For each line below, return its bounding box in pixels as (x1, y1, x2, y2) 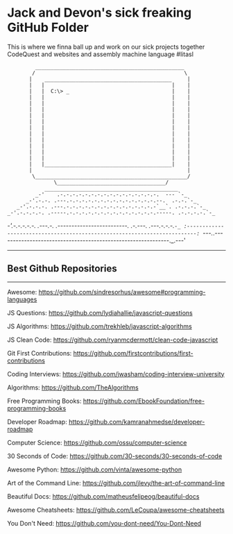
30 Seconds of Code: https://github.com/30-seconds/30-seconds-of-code (7, 451, 223, 460)
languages (7, 295, 37, 303)
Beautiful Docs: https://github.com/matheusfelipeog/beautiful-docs (7, 492, 200, 501)
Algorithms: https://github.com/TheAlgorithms (7, 383, 139, 392)
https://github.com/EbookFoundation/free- (83, 397, 205, 405)
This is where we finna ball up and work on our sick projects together (7, 42, 205, 51)
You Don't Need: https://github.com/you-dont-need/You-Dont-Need (7, 519, 202, 527)
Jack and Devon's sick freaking (7, 5, 192, 21)
